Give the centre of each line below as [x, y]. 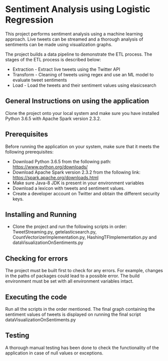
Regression [29, 20]
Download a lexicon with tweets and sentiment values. [69, 188]
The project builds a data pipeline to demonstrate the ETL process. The [79, 54]
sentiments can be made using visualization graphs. [59, 44]
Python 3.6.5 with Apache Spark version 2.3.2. [53, 118]
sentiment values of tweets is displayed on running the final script [73, 314]
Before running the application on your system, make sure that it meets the [82, 146]
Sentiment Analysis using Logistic [78, 9]
